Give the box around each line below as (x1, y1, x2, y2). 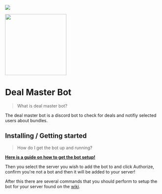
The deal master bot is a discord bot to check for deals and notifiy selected (5, 112, 157, 118)
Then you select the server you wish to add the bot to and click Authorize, (5, 164, 154, 170)
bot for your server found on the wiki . (5, 183, 81, 189)
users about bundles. (5, 117, 48, 123)
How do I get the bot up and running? (17, 145, 93, 151)
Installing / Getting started (5, 132, 87, 140)
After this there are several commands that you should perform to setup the (5, 178, 158, 184)
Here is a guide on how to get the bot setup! (5, 154, 95, 160)
